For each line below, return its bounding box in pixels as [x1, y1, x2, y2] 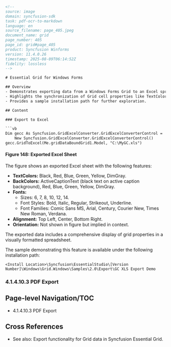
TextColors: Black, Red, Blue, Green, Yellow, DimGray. [12, 173, 126, 179]
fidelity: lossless [5, 61, 47, 66]
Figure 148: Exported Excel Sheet [5, 152, 77, 158]
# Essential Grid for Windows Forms [5, 75, 83, 81]
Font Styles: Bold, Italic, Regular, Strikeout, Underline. [20, 200, 132, 206]
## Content [5, 108, 28, 113]
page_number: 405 [5, 38, 42, 43]
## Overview [5, 84, 31, 90]
